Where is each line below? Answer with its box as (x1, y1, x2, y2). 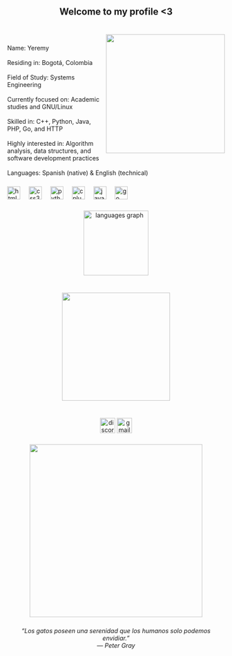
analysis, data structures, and (7, 147, 91, 155)
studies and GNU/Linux (7, 103, 73, 111)
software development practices (7, 154, 99, 162)
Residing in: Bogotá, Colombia (7, 59, 93, 67)
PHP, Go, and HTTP (7, 124, 64, 133)
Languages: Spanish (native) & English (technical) (7, 169, 148, 177)
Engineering (7, 81, 41, 89)
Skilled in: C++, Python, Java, (7, 118, 91, 126)
